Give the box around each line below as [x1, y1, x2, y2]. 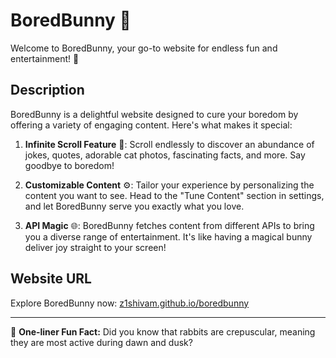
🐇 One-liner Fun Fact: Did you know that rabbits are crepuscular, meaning [10, 325, 316, 338]
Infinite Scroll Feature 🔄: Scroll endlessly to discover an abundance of [24, 138, 315, 150]
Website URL [10, 270, 92, 288]
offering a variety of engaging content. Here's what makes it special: [10, 119, 293, 131]
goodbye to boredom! [24, 159, 115, 171]
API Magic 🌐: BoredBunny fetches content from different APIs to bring [24, 219, 315, 231]
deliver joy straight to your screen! [24, 241, 167, 253]
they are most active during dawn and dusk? [10, 336, 193, 348]
